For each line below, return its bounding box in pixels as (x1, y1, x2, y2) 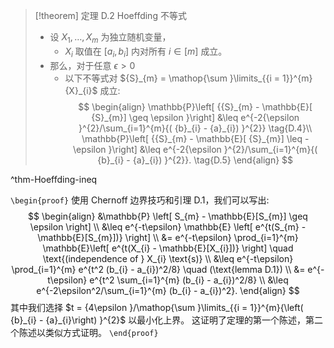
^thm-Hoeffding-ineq (10, 173, 98, 185)
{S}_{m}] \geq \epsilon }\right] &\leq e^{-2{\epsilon (91, 111, 300, 123)
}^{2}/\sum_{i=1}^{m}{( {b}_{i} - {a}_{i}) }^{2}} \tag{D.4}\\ (78, 122, 313, 134)
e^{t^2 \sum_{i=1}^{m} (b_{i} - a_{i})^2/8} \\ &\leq (89, 274, 289, 286)
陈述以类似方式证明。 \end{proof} (18, 326, 159, 338)
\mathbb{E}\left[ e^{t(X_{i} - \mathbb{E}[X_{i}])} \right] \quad (42, 242, 294, 254)
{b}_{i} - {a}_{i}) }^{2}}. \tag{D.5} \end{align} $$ (97, 154, 294, 166)
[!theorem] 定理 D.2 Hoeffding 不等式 (34, 10, 187, 21)
